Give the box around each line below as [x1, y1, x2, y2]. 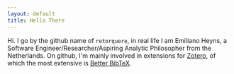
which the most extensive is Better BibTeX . [7, 58, 132, 67]
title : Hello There [7, 17, 65, 24]
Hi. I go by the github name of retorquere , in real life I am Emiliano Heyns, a [7, 36, 228, 44]
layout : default [7, 10, 55, 18]
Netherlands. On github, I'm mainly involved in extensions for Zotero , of [7, 51, 216, 60]
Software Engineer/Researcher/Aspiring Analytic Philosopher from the [7, 44, 211, 52]
